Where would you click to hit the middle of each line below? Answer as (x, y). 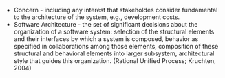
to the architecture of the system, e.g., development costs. (97, 17)
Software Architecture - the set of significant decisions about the (106, 24)
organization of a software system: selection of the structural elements (114, 31)
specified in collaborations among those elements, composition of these (116, 46)
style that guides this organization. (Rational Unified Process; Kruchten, (115, 61)
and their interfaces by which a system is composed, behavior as (106, 39)
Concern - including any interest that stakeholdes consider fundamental (116, 10)
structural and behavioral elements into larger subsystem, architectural (114, 53)
